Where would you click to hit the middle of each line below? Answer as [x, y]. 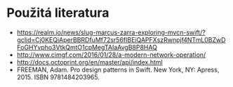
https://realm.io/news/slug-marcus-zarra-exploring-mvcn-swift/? [111, 32]
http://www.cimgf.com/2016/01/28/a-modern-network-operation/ [111, 55]
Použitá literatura [58, 13]
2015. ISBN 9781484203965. [58, 77]
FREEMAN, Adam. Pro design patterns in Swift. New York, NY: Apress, [118, 69]
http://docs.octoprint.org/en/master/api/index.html [89, 62]
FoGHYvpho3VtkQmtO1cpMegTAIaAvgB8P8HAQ [87, 47]
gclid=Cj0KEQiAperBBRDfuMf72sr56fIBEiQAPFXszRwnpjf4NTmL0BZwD [121, 39]
